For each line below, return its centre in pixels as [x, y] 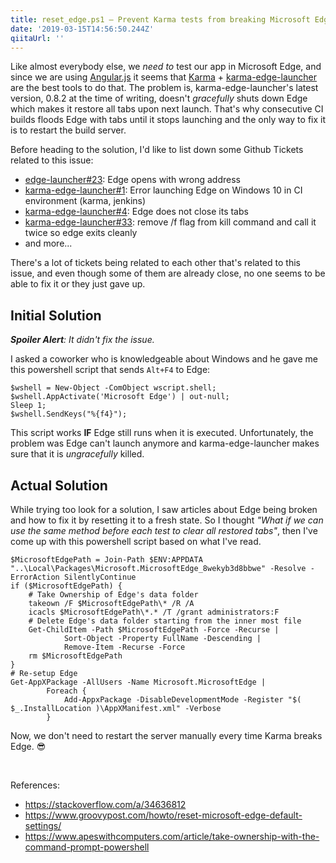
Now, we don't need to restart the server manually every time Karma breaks [166, 735]
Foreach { [66, 691]
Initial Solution [56, 315]
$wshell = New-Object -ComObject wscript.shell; [113, 388]
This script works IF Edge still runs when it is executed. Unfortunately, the [162, 433]
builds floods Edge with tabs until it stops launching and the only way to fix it [168, 120]
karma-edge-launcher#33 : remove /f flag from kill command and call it [170, 222]
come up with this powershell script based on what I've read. [136, 541]
